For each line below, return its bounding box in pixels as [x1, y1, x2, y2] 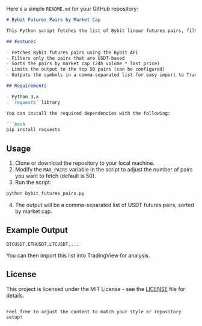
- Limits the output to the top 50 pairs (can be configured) [6, 66, 165, 72]
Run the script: [14, 179, 52, 186]
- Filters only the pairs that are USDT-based [6, 55, 125, 61]
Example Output [6, 225, 68, 235]
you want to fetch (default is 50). [14, 172, 96, 180]
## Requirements [6, 83, 47, 89]
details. [6, 292, 25, 299]
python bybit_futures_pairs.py [6, 190, 85, 197]
